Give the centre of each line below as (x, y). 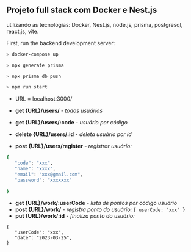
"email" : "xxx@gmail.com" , (49, 174)
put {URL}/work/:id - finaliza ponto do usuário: (75, 216)
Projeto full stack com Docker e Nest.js (82, 10)
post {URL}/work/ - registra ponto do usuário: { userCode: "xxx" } (100, 209)
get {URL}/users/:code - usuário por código (71, 123)
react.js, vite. (23, 31)
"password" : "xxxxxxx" (43, 180)
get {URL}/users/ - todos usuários (59, 111)
